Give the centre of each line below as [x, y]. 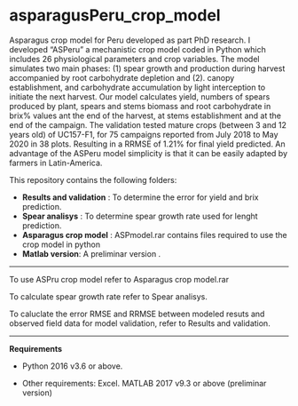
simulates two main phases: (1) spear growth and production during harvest [147, 68]
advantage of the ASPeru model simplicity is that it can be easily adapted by [149, 153]
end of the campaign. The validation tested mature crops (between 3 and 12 [148, 124]
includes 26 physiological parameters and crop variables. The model [134, 59]
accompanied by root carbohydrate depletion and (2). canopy [122, 77]
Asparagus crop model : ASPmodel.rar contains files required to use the [155, 235]
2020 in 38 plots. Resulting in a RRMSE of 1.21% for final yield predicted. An [147, 144]
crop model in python [61, 244]
